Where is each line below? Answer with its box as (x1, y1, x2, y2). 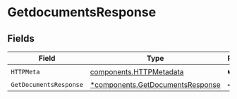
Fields (7, 33, 35, 45)
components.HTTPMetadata (90, 66, 184, 76)
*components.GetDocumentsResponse (90, 80, 221, 89)
